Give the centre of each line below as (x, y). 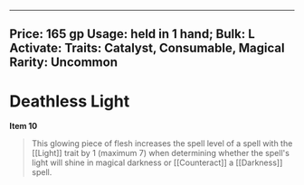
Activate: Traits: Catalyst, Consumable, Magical (147, 48)
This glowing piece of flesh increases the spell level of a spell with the (162, 143)
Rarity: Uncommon (63, 63)
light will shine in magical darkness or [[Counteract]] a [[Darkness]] (157, 162)
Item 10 (24, 126)
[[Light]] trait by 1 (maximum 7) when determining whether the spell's (160, 153)
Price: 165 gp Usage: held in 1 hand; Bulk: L (132, 34)
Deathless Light (70, 101)
